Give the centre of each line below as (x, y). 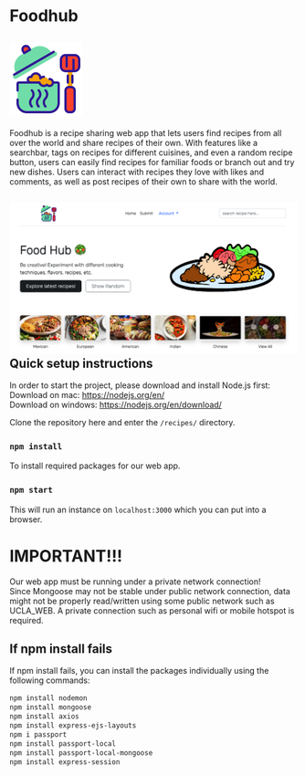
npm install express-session (65, 762)
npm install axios (44, 717)
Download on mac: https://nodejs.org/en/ (87, 395)
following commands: (50, 680)
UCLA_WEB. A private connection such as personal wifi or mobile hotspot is (152, 610)
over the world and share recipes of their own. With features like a (134, 143)
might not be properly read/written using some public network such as (142, 601)
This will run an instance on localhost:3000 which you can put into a (138, 509)
